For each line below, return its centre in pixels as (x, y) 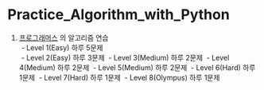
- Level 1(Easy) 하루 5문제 (62, 47)
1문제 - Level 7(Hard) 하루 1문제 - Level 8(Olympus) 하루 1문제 (119, 77)
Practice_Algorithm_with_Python (118, 15)
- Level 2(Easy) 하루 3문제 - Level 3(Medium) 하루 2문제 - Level (125, 57)
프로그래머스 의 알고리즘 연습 (64, 37)
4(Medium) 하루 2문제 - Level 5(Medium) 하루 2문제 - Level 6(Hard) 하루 (137, 67)
